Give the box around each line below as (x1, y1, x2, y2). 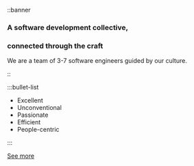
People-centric (16, 126, 60, 134)
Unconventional (16, 104, 62, 112)
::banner (7, 6, 31, 14)
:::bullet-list (7, 83, 39, 92)
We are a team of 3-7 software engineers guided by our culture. (7, 57, 187, 65)
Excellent (16, 96, 43, 105)
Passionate (16, 111, 49, 119)
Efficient (16, 118, 41, 126)
